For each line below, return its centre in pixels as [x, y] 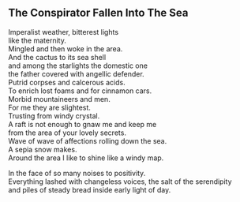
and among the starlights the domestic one [78, 65]
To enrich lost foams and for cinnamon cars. [80, 91]
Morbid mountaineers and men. [59, 99]
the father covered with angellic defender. [76, 73]
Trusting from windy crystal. [54, 116]
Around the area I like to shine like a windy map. [86, 158]
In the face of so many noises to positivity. [77, 173]
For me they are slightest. [49, 107]
